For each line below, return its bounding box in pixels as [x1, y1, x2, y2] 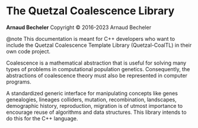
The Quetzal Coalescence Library [6, 4, 175, 18]
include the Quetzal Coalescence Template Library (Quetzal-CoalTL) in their [6, 41, 192, 49]
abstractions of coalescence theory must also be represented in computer [6, 72, 188, 79]
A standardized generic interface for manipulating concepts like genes [6, 89, 178, 97]
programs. [6, 78, 31, 85]
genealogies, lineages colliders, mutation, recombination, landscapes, [6, 96, 177, 103]
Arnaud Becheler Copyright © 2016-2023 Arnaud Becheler [6, 24, 152, 31]
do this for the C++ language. [6, 114, 78, 122]
